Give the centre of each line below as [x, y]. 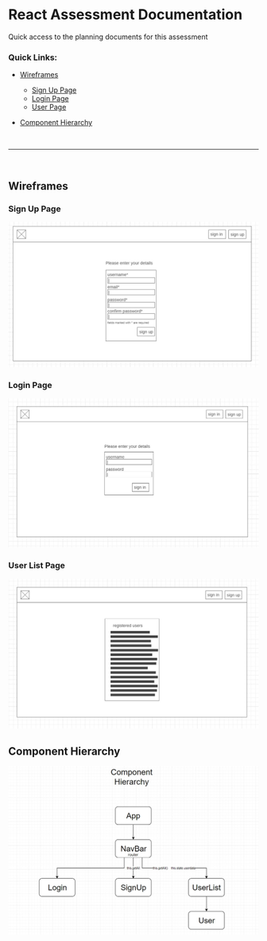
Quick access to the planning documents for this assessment [108, 37]
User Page [49, 107]
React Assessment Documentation [126, 15]
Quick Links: [33, 57]
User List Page [37, 566]
